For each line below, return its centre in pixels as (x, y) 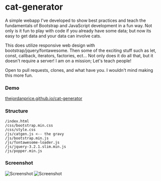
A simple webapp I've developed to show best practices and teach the (75, 20)
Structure (17, 111)
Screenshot (19, 163)
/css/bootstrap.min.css (29, 125)
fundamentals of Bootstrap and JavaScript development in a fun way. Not (79, 25)
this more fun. (19, 75)
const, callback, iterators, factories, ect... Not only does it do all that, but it (79, 55)
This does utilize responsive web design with (50, 45)
